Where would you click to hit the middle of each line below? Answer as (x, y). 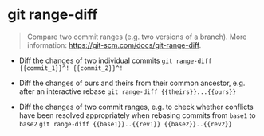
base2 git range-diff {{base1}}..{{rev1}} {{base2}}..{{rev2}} (126, 124)
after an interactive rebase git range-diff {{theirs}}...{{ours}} (128, 91)
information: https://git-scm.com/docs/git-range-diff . (114, 45)
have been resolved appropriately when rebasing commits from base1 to (137, 115)
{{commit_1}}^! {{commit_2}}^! (71, 68)
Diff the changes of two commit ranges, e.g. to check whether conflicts (136, 107)
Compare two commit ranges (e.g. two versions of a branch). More (137, 37)
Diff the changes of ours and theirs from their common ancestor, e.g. (132, 83)
